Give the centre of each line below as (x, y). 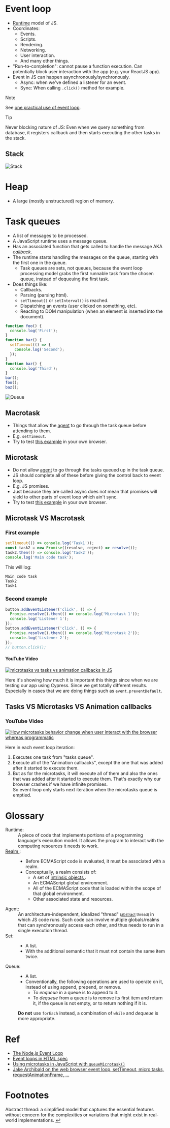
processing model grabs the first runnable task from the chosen (87, 273)
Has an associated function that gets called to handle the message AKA (88, 246)
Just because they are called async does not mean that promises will (85, 491)
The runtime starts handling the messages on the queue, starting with (86, 257)
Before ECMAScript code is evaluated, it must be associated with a (95, 861)
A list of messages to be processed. (50, 235)
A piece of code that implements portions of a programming (81, 835)
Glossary (25, 815)
